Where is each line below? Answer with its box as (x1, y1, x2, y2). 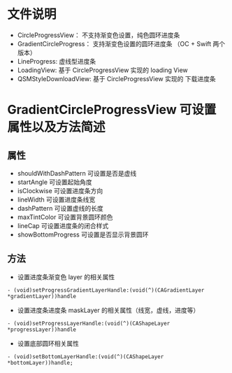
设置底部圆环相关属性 (17, 339, 79, 347)
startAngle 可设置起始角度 (17, 178, 92, 186)
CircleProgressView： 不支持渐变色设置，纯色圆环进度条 (17, 31, 180, 39)
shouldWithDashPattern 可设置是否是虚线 (17, 169, 137, 177)
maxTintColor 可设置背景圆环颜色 (17, 213, 113, 221)
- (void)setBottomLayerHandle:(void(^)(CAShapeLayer (7, 353, 164, 360)
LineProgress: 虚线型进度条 (17, 57, 96, 65)
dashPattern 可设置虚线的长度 (17, 204, 103, 212)
